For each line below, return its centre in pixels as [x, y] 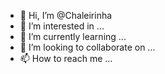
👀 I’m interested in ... [62, 26]
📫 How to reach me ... [66, 58]
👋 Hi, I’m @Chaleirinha [66, 15]
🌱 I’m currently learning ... [73, 36]
